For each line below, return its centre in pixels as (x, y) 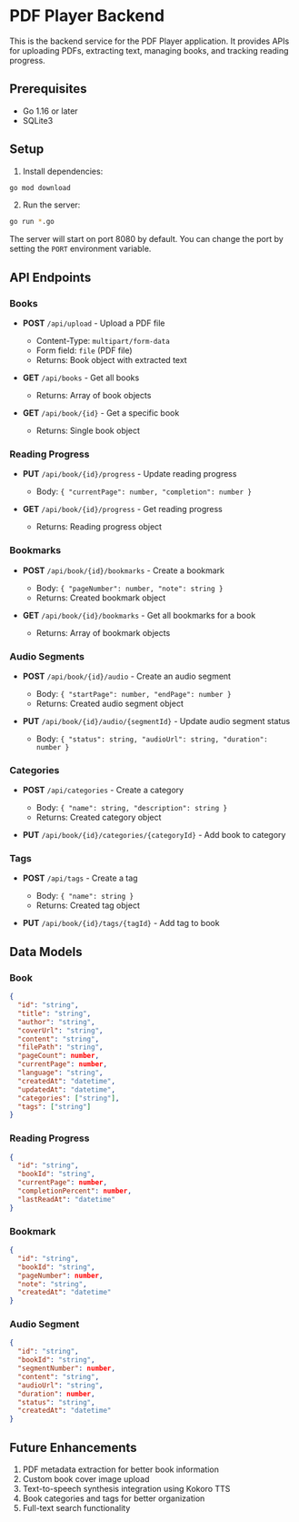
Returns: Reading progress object (99, 527)
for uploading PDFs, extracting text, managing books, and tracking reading (149, 50)
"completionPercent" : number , (75, 1191)
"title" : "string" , (55, 1013)
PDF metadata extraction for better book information (121, 1469)
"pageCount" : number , (59, 1056)
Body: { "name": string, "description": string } (132, 808)
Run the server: (51, 205)
